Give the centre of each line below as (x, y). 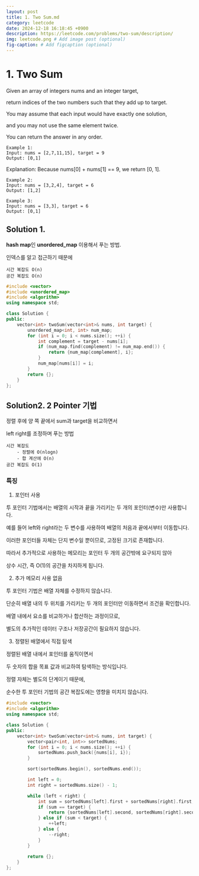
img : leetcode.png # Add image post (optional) (66, 39)
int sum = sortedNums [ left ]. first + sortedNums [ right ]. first (115, 801)
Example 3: (20, 201)
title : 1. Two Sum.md (33, 17)
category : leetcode (30, 23)
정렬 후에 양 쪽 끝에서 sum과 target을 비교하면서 (62, 421)
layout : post (22, 12)
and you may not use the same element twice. (62, 125)
